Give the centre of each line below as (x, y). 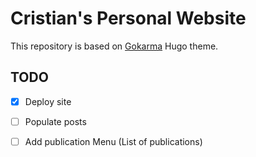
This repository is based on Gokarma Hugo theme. (114, 46)
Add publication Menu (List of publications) (113, 141)
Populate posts (55, 121)
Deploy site (48, 101)
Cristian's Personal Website (128, 18)
